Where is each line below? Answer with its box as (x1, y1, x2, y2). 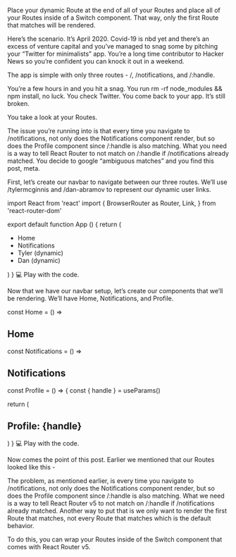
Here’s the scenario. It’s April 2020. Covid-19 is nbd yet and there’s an (7, 35, 210, 43)
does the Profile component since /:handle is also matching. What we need (7, 491, 225, 500)
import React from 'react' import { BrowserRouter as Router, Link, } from (7, 199, 216, 207)
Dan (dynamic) (17, 257, 61, 264)
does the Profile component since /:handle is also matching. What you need (7, 142, 227, 150)
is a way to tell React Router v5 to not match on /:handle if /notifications (7, 499, 215, 508)
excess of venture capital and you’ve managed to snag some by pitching (7, 42, 218, 50)
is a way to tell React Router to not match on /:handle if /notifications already (7, 149, 229, 157)
